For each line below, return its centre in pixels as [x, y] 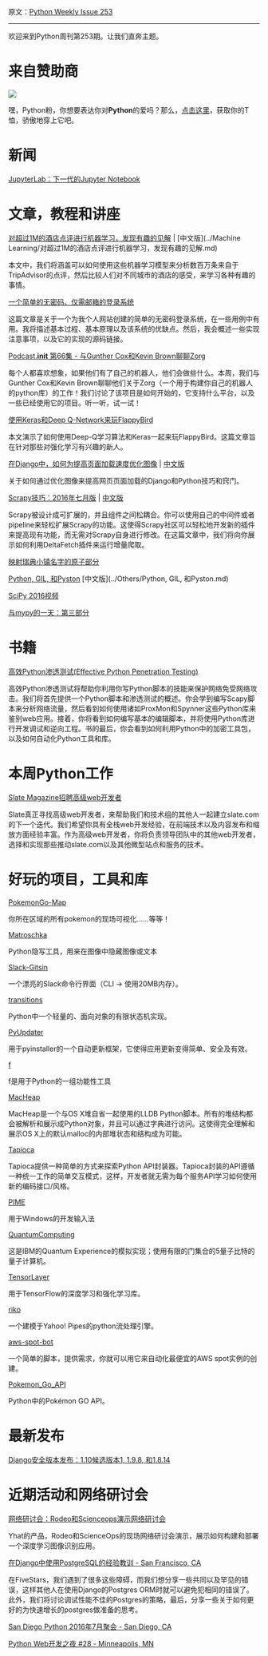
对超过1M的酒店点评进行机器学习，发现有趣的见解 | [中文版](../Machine [124, 237]
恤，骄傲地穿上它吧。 [43, 120]
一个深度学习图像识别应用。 [54, 1546]
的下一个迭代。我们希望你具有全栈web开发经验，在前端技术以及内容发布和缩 [134, 824]
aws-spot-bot [31, 1342]
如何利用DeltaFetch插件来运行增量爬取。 [82, 544]
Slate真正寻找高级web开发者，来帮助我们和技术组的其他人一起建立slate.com [134, 814]
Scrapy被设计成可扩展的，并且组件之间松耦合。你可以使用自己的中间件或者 [132, 515]
